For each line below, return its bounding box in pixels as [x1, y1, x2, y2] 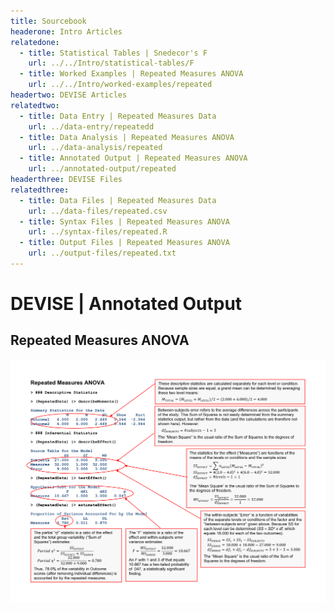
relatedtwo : [10, 100, 60, 110]
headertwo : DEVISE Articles [10, 90, 128, 100]
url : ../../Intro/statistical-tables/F [28, 58, 195, 69]
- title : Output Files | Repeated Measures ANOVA [19, 238, 230, 248]
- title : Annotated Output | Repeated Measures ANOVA [19, 153, 248, 164]
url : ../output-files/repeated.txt [28, 248, 177, 259]
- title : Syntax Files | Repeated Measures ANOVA [19, 216, 230, 227]
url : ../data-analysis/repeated [28, 143, 163, 153]
